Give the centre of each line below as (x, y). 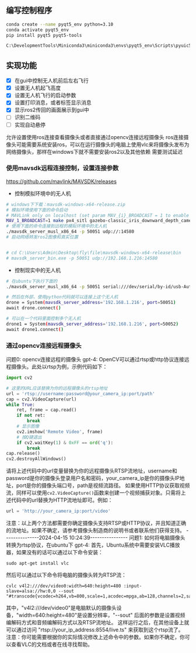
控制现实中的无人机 (38, 270)
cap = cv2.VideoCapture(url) (41, 399)
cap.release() (23, 454)
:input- (133, 586)
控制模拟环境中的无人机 (43, 193)
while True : (20, 405)
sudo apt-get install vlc (37, 564)
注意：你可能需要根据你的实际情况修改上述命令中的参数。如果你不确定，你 (95, 637)
